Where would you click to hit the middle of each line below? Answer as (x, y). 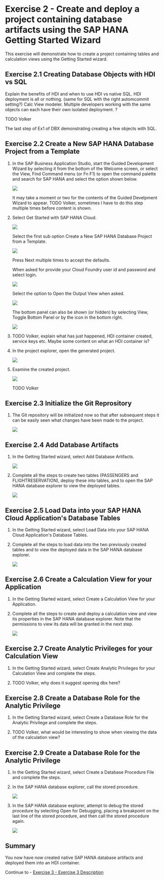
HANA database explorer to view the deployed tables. (66, 486)
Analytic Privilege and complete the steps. (55, 723)
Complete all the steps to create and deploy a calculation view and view (84, 614)
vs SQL (16, 82)
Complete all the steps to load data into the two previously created (79, 544)
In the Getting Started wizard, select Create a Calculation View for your (84, 599)
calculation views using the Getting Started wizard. (56, 59)
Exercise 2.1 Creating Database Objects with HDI (80, 74)
